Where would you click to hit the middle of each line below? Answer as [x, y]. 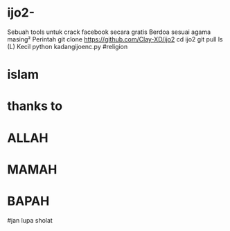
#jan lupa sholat [30, 220]
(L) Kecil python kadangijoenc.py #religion [68, 46]
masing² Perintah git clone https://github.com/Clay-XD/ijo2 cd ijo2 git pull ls [115, 39]
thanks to [35, 106]
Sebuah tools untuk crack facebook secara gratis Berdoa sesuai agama [109, 32]
